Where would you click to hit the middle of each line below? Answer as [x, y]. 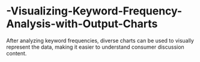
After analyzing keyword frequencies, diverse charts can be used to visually [100, 40]
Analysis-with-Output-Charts [82, 24]
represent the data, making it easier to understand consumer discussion [95, 47]
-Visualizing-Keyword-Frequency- [94, 11]
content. [17, 53]
